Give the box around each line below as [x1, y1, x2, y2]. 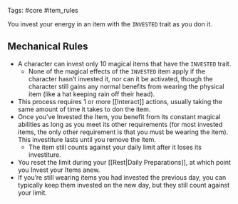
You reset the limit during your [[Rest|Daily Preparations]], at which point [17, 158, 232, 166]
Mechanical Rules [7, 41, 88, 53]
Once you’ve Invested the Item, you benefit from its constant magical [17, 112, 221, 121]
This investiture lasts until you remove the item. [17, 135, 157, 143]
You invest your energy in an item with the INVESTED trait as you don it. [7, 20, 212, 28]
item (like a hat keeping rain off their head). [28, 89, 155, 98]
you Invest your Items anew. [17, 165, 100, 174]
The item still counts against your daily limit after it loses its [28, 143, 202, 151]
